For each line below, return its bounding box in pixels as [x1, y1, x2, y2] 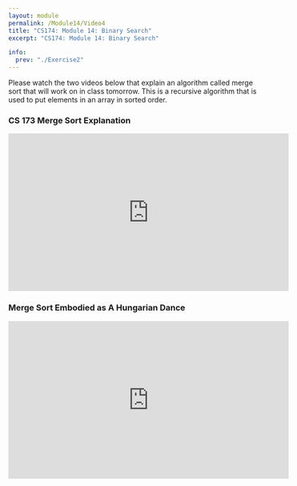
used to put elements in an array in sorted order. [8, 95, 168, 104]
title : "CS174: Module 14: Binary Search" [8, 26, 152, 34]
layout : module [8, 11, 59, 20]
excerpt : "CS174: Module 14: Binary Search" [8, 34, 159, 42]
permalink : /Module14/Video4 [8, 19, 106, 27]
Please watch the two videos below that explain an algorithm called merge [8, 78, 254, 87]
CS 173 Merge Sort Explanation [8, 114, 131, 126]
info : [8, 49, 26, 57]
